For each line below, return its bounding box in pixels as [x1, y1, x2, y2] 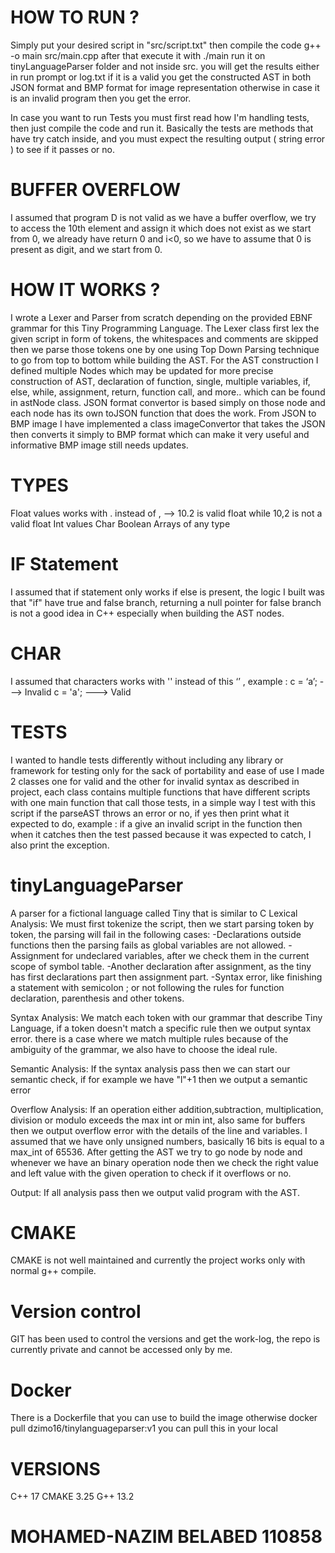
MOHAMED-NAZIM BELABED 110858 [10, 1526, 323, 1548]
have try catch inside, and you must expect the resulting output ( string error [10, 132, 326, 145]
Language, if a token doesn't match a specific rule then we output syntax [10, 1022, 312, 1034]
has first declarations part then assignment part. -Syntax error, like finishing [10, 971, 323, 983]
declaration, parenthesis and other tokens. [10, 992, 185, 1004]
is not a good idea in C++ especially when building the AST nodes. [10, 607, 285, 619]
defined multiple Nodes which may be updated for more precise [10, 364, 274, 376]
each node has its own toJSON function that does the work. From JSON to [10, 407, 317, 419]
